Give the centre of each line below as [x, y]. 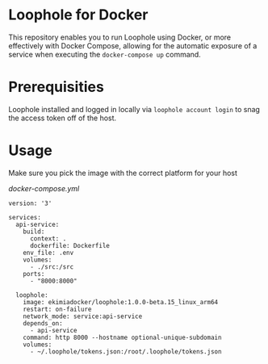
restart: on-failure [57, 309]
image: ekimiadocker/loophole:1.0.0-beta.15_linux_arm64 [121, 302]
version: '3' [30, 203]
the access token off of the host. [63, 118]
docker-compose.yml [44, 188]
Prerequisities [57, 87]
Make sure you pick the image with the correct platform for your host [123, 173]
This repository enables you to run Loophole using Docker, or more [120, 37]
